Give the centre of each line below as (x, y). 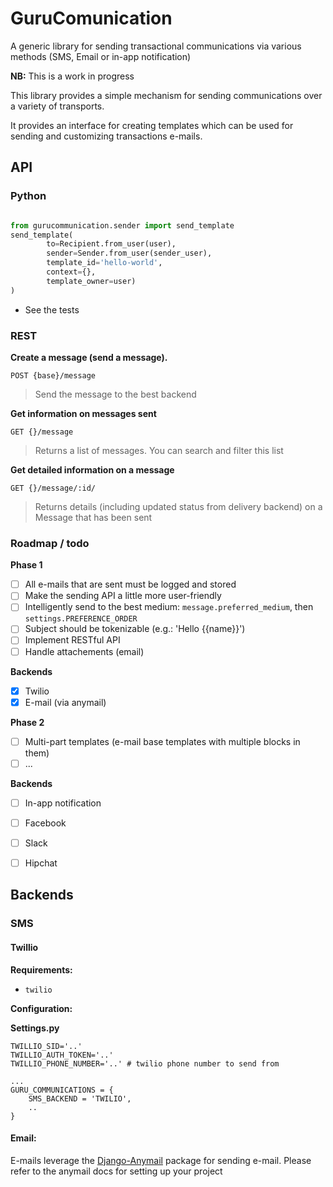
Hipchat (41, 863)
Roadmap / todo (50, 543)
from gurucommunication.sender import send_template (122, 225)
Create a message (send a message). (89, 357)
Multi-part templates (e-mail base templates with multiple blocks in (162, 741)
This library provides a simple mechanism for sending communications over (166, 95)
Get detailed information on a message (92, 469)
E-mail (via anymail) (65, 702)
